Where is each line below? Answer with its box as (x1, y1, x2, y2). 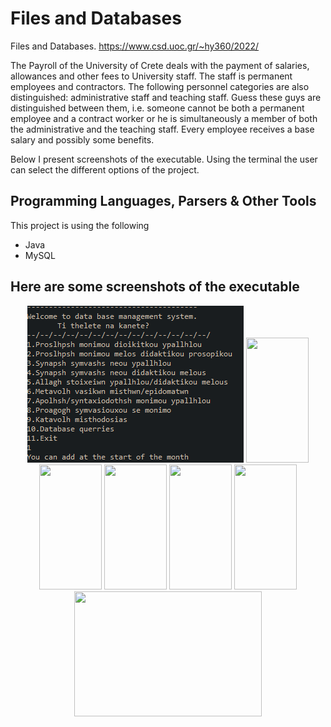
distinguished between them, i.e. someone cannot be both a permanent (10, 102, 305, 114)
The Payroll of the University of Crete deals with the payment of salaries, (10, 59, 310, 71)
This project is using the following (10, 219, 150, 231)
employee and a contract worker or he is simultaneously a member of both (10, 112, 318, 124)
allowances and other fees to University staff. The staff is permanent (10, 70, 293, 82)
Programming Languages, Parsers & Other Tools (10, 193, 317, 210)
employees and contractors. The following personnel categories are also (10, 80, 310, 92)
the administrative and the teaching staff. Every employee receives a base (10, 123, 315, 135)
